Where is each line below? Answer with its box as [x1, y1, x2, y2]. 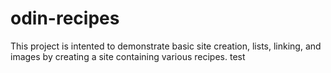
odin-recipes [10, 7, 120, 30]
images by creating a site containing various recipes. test [10, 50, 246, 62]
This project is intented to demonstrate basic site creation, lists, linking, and [10, 40, 322, 52]
